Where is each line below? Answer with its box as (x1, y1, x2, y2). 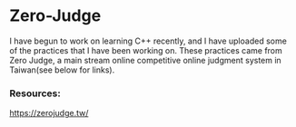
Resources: (9, 87, 61, 100)
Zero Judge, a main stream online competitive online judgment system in (9, 54, 281, 65)
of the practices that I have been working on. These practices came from (9, 44, 283, 55)
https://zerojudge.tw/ (9, 108, 89, 119)
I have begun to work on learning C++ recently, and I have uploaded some (9, 35, 288, 46)
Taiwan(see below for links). (9, 64, 115, 75)
